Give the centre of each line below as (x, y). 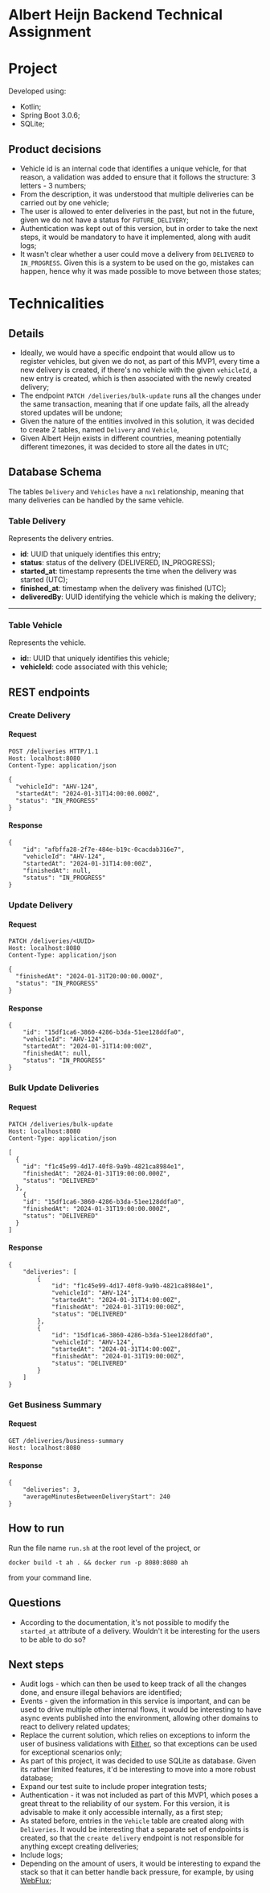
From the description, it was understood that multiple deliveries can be (137, 194)
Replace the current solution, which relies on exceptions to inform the (135, 1735)
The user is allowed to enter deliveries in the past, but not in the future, (137, 211)
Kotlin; (31, 107)
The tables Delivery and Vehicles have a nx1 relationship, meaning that (126, 491)
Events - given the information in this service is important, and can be (135, 1701)
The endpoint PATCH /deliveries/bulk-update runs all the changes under (140, 395)
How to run (37, 1529)
